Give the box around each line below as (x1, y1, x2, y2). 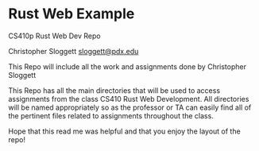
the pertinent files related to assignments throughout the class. (8, 110, 215, 120)
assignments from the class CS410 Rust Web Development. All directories (8, 94, 249, 103)
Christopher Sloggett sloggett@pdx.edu (8, 46, 139, 56)
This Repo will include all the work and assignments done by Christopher (8, 61, 246, 72)
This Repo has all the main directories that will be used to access (8, 85, 221, 95)
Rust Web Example (8, 5, 135, 23)
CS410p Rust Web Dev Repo (8, 31, 101, 41)
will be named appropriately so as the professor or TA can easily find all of (8, 103, 252, 112)
